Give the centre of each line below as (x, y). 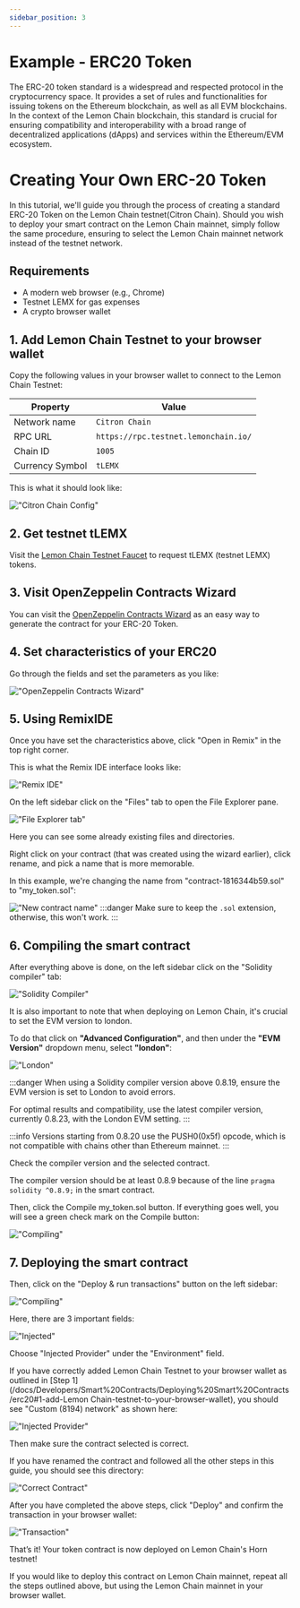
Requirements (49, 271)
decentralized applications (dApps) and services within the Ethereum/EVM (146, 134)
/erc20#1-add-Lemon (49, 1399)
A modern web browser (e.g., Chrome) (94, 293)
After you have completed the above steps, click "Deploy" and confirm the (146, 1505)
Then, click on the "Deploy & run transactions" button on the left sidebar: (143, 1284)
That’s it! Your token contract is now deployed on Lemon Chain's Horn (138, 1549)
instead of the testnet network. (66, 243)
